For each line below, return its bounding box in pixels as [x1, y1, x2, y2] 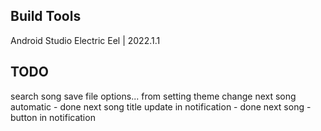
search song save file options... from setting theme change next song [10, 90, 297, 102]
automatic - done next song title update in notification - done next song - [10, 100, 312, 113]
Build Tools [10, 8, 82, 25]
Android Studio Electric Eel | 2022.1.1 [10, 34, 161, 46]
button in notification [10, 111, 96, 123]
